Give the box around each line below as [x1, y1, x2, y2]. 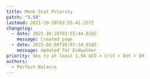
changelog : [6, 25, 33, 31]
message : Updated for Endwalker [17, 48, 97, 53]
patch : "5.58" [6, 14, 42, 20]
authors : [6, 58, 28, 64]
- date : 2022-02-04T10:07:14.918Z [11, 42, 97, 48]
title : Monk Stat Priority [6, 8, 73, 15]
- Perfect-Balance [11, 64, 58, 70]
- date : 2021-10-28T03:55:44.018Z [11, 31, 97, 37]
